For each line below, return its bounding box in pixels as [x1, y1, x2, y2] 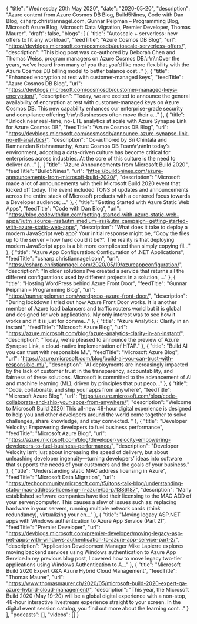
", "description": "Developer [111, 442, 179, 449]
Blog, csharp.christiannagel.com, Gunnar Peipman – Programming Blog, [6, 18, 180, 24]
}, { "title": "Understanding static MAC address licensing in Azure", [6, 468, 167, 474]
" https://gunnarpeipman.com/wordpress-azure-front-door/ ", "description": [6, 292, 188, 299]
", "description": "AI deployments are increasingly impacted [44, 361, 188, 368]
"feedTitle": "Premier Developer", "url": [6, 523, 101, 530]
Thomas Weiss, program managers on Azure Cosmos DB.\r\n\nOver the [6, 55, 180, 62]
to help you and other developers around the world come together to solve [6, 411, 187, 418]
